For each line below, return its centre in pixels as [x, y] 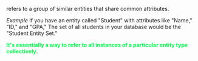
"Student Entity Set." [32, 33]
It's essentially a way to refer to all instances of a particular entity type [97, 45]
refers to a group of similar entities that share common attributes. [88, 9]
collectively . [22, 51]
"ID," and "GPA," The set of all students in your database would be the [94, 27]
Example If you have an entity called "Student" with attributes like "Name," [99, 20]
